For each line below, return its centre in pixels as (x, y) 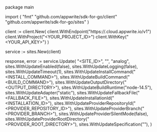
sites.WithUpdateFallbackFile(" (108, 93)
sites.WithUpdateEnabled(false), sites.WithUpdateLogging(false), (72, 66)
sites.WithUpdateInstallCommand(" (100, 72)
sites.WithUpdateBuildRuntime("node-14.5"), (107, 88)
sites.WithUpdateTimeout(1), (34, 72)
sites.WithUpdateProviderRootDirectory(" (47, 119)
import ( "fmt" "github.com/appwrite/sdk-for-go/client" (61, 17)
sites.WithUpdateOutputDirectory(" (91, 82)
